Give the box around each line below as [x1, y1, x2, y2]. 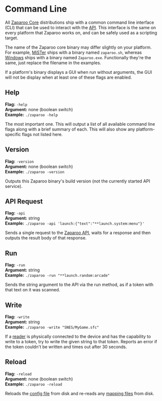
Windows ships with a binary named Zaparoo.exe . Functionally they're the [5, 54, 151, 60]
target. [5, 35, 18, 41]
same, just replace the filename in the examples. [5, 60, 102, 66]
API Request [5, 197, 43, 205]
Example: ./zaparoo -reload [5, 381, 62, 387]
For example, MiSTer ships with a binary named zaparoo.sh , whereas [5, 50, 142, 55]
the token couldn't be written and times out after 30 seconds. [5, 344, 127, 350]
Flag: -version [5, 158, 34, 164]
